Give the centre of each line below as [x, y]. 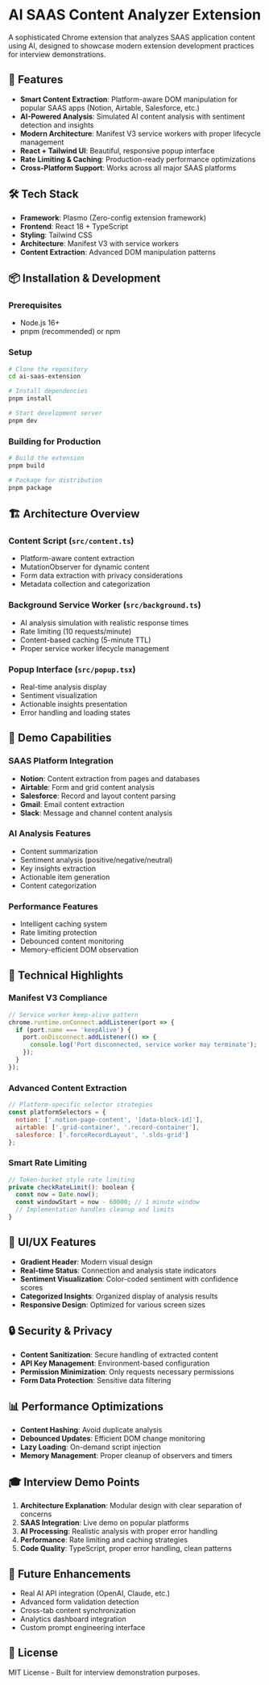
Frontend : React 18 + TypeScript [74, 226]
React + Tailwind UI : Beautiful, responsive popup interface [117, 150]
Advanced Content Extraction [68, 1088]
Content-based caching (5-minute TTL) [85, 640]
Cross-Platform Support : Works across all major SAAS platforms [128, 168]
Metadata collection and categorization [85, 584]
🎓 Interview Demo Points [74, 1482]
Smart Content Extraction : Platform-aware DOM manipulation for [128, 99]
